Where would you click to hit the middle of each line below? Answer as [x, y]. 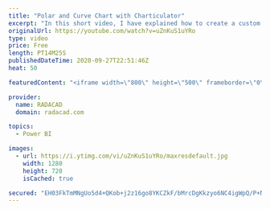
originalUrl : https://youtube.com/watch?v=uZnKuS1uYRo [102, 31]
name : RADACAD [39, 104]
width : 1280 [43, 163]
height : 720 [43, 171]
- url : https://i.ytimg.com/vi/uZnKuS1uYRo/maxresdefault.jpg [122, 156]
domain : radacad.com [50, 112]
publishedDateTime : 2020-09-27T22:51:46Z [79, 61]
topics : [21, 127]
